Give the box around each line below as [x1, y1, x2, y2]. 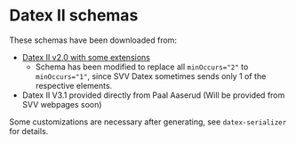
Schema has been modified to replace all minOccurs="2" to [35, 61, 249, 72]
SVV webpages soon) [21, 99, 102, 109]
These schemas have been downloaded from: [9, 35, 178, 45]
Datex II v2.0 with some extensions [21, 52, 151, 62]
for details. [9, 125, 49, 136]
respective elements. [35, 80, 113, 91]
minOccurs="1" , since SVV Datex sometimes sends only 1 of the [35, 70, 267, 81]
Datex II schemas [9, 5, 139, 26]
